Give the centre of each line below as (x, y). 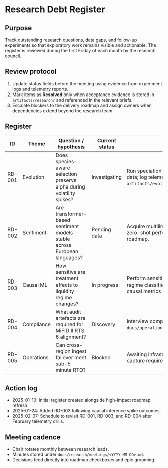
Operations (36, 357)
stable (63, 239)
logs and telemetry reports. (40, 89)
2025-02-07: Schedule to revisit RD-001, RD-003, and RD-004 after (82, 416)
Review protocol (31, 72)
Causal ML (35, 285)
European (67, 251)
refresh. (20, 405)
